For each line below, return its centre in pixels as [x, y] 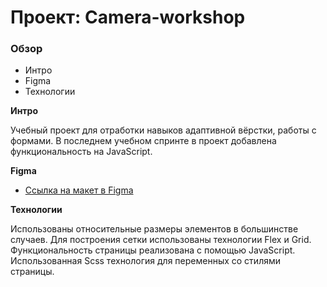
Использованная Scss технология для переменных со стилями [145, 261]
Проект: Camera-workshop [128, 17]
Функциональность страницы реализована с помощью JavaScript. [153, 250]
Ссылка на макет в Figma [79, 190]
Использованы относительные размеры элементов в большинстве [154, 229]
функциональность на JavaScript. [81, 152]
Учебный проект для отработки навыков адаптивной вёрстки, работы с [163, 130]
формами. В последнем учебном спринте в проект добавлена [143, 141]
